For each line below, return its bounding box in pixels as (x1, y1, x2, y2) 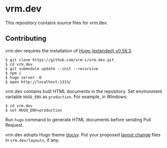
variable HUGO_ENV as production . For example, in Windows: (5, 94, 128, 100)
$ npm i (5, 70, 22, 76)
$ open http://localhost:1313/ (5, 79, 71, 85)
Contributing (5, 34, 47, 43)
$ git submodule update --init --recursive (5, 66, 99, 71)
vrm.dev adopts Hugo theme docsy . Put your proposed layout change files (5, 131, 161, 137)
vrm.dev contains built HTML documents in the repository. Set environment (5, 88, 162, 94)
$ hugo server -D (5, 75, 42, 80)
